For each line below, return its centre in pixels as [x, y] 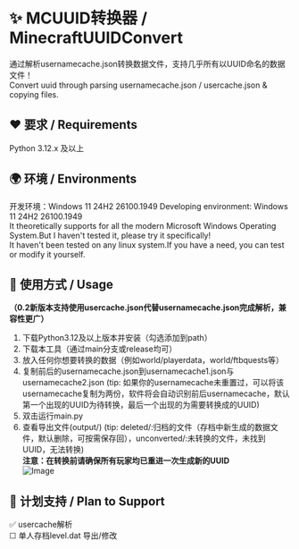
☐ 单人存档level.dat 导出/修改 [63, 536]
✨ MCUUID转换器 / [79, 18]
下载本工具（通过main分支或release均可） [99, 349]
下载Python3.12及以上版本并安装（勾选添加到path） [117, 338]
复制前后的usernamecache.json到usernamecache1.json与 [128, 371]
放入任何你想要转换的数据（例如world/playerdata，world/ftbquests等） [153, 360]
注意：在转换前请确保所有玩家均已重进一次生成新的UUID [126, 460]
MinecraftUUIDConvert [96, 38]
